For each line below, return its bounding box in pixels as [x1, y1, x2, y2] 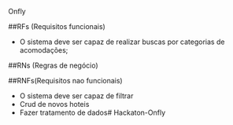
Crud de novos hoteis [19, 100, 90, 108]
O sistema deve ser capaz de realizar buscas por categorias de [19, 37, 225, 46]
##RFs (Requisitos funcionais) [8, 22, 106, 31]
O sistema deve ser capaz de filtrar [19, 91, 134, 101]
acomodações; [19, 46, 68, 54]
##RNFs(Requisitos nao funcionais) [8, 76, 124, 85]
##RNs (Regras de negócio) [8, 61, 98, 70]
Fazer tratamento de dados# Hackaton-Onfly [19, 108, 166, 117]
